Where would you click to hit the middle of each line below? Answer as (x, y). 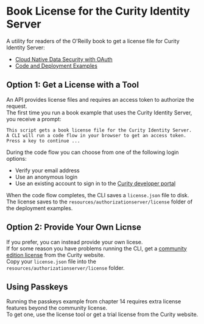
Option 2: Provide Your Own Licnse (74, 227)
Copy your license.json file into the (51, 261)
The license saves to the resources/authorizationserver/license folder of (100, 202)
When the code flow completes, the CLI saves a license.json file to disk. (98, 195)
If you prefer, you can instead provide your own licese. (75, 242)
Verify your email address (47, 170)
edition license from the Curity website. (56, 255)
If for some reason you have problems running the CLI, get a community (97, 248)
